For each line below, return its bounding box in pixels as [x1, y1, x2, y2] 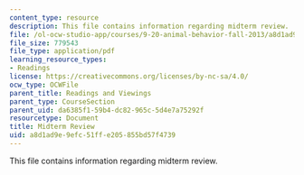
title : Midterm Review [9, 123, 95, 132]
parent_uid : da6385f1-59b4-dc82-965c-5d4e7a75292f [9, 106, 204, 115]
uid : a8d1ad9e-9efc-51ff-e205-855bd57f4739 [9, 131, 176, 140]
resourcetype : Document [9, 114, 100, 123]
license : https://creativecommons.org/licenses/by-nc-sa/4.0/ [9, 72, 249, 81]
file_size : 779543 [9, 38, 79, 48]
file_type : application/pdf [9, 47, 116, 56]
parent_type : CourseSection [9, 97, 116, 106]
